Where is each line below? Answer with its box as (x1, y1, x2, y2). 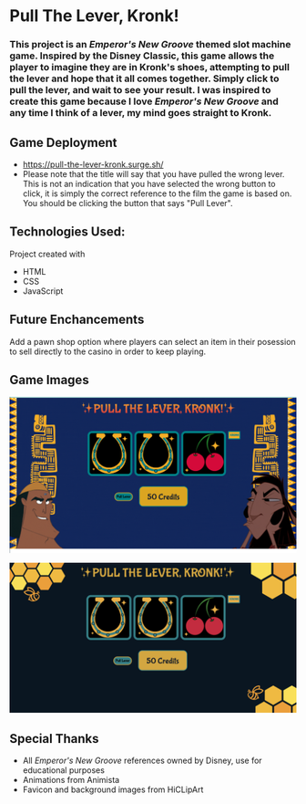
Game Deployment (9, 134, 117, 151)
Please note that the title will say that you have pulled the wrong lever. (22, 168, 285, 179)
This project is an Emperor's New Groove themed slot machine (9, 38, 291, 51)
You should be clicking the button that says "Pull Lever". (22, 197, 234, 208)
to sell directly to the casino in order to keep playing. (9, 346, 207, 357)
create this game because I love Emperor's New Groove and (9, 95, 280, 108)
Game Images (9, 371, 89, 388)
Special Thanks (9, 731, 99, 747)
